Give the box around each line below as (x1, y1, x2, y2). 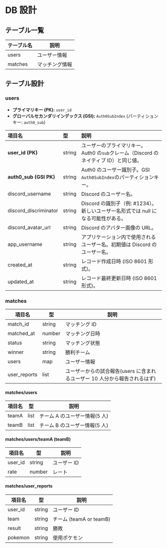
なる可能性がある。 (81, 215, 127, 222)
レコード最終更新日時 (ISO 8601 (81, 275, 158, 282)
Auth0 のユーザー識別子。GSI (81, 166, 150, 173)
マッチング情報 (37, 61, 73, 68)
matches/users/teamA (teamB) (5, 436, 71, 442)
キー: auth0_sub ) (12, 119, 46, 125)
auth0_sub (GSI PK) (7, 173, 56, 180)
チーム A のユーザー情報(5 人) (39, 412, 109, 419)
